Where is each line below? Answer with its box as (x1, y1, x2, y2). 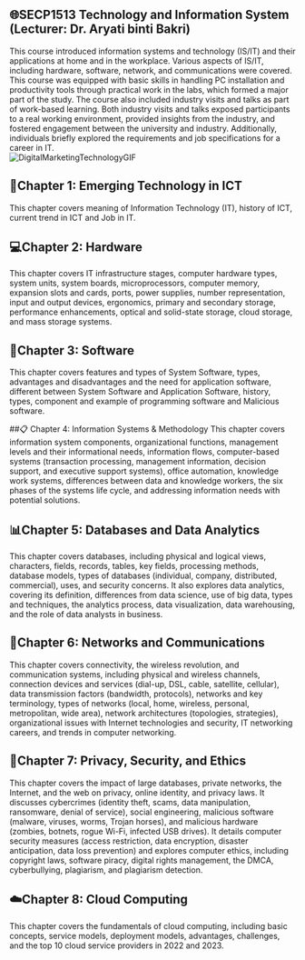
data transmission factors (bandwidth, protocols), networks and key (9, 688, 263, 699)
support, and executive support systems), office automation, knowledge (9, 465, 280, 476)
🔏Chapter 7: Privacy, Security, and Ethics (9, 754, 247, 769)
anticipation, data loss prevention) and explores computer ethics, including (9, 845, 289, 855)
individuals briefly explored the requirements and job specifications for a (9, 132, 281, 144)
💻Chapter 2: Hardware (9, 240, 143, 255)
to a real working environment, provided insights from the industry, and (9, 113, 275, 124)
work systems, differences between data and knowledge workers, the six (9, 475, 283, 486)
